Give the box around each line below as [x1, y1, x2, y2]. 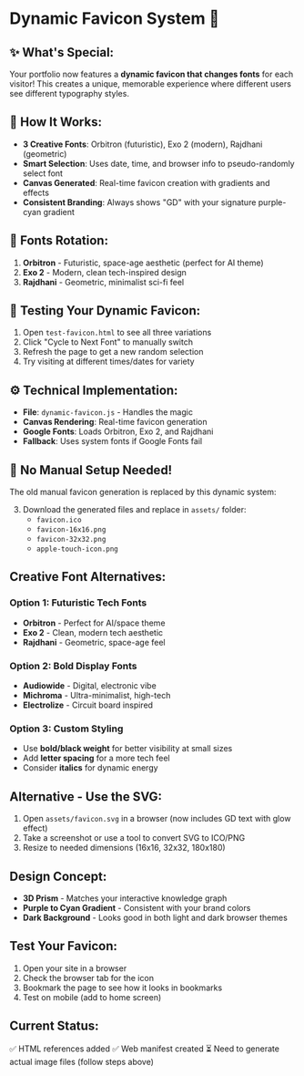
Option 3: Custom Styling [9, 722, 124, 735]
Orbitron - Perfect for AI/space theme [22, 617, 166, 628]
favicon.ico [35, 515, 82, 525]
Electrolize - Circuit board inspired [22, 699, 153, 710]
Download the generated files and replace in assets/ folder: [22, 504, 247, 515]
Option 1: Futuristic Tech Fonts [9, 596, 147, 609]
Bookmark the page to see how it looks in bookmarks [22, 982, 223, 993]
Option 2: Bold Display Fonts [9, 659, 138, 672]
